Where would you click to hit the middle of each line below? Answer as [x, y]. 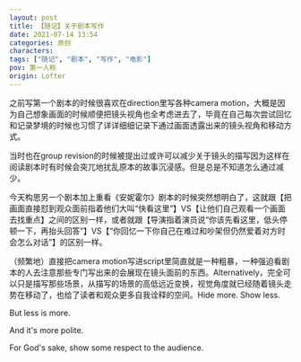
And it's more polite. [47, 330]
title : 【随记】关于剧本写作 [57, 26]
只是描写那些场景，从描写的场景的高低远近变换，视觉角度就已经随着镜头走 [154, 283]
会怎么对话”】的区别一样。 [58, 242]
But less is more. [40, 313]
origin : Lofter [38, 76]
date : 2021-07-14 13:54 [54, 34]
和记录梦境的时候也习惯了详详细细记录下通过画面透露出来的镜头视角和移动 [146, 125]
